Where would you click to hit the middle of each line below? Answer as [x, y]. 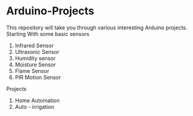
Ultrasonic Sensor [37, 51]
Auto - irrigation [34, 106]
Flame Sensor [32, 71]
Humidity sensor [35, 58]
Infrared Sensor [34, 45]
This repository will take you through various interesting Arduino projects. [97, 28]
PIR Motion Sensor [38, 77]
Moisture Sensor [35, 65]
